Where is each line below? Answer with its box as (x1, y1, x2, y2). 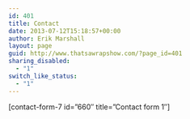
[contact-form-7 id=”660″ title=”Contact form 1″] (8, 102, 171, 112)
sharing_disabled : (8, 57, 70, 66)
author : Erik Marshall (8, 34, 85, 43)
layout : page (8, 42, 53, 50)
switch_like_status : (8, 72, 78, 80)
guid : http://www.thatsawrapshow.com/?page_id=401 (8, 49, 183, 57)
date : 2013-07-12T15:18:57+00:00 (8, 27, 121, 35)
